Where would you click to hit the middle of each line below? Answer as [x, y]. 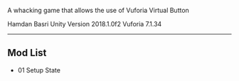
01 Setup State [39, 70]
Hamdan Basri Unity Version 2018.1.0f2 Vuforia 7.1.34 [85, 24]
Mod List [27, 53]
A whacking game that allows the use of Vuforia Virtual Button [99, 10]
